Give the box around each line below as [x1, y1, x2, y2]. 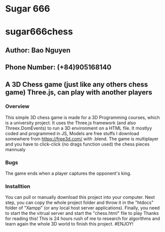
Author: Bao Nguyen [5, 46, 71, 54]
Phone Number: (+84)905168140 [5, 63, 112, 72]
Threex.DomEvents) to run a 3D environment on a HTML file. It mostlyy [5, 125, 152, 131]
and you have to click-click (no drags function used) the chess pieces [5, 141, 150, 147]
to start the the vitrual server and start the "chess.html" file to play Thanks [5, 210, 159, 216]
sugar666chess [5, 26, 73, 38]
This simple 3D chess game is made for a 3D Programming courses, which [5, 114, 160, 121]
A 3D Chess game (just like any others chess [5, 80, 148, 88]
